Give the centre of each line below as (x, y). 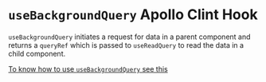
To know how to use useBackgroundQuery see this (88, 68)
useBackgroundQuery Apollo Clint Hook (133, 15)
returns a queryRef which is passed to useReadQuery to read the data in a (126, 45)
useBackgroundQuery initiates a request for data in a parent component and (129, 37)
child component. (37, 53)
